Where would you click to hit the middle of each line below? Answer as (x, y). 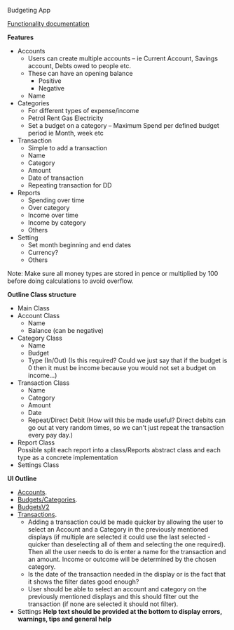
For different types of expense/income (83, 111)
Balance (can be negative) (66, 330)
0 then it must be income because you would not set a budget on (122, 368)
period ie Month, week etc (66, 133)
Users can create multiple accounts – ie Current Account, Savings (123, 58)
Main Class (34, 308)
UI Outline (22, 478)
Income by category (57, 223)
